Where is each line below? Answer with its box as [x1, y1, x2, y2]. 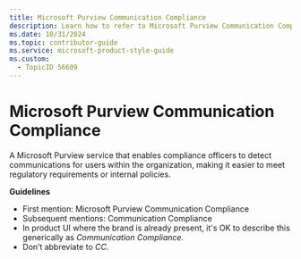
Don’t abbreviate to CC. [21, 241, 109, 252]
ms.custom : [9, 54, 50, 63]
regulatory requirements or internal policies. [9, 169, 172, 180]
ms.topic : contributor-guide [9, 38, 118, 47]
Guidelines [9, 186, 51, 196]
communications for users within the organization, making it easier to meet [9, 159, 285, 170]
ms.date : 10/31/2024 [9, 29, 87, 38]
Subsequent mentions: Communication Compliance [21, 213, 212, 223]
